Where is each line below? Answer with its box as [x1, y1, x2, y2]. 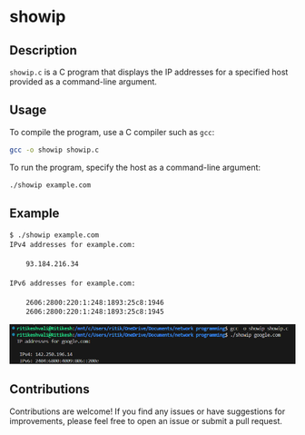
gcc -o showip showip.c [9, 145, 100, 154]
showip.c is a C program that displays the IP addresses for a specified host [9, 66, 289, 77]
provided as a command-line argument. [9, 76, 157, 87]
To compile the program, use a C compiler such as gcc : [9, 126, 215, 137]
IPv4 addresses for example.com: [9, 241, 136, 250]
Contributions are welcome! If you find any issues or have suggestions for [9, 406, 286, 417]
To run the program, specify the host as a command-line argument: [9, 162, 261, 173]
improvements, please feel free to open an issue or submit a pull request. [9, 415, 283, 426]
